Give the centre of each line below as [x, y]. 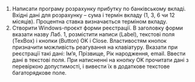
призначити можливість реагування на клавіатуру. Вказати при [95, 47]
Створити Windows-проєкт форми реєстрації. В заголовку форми [97, 28]
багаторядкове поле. [39, 73]
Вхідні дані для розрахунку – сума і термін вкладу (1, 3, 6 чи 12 [93, 15]
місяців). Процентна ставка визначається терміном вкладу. [90, 21]
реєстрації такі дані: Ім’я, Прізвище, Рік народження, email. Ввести [99, 53]
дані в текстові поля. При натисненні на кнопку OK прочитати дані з [100, 60]
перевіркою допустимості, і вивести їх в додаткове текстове [91, 66]
